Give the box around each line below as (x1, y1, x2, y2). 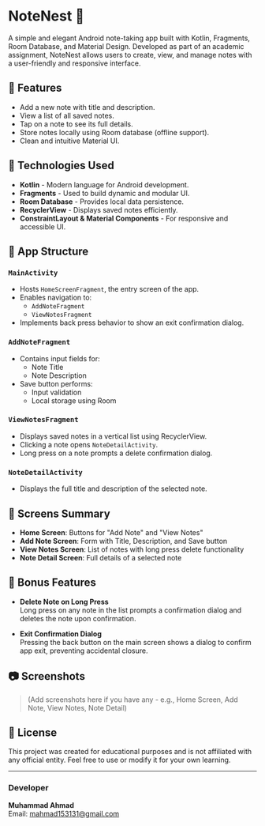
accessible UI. (19, 221, 66, 232)
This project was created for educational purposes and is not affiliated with (8, 747, 252, 756)
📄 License (8, 726, 58, 739)
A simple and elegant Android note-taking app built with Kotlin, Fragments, (8, 33, 251, 43)
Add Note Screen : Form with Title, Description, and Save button (19, 536, 228, 545)
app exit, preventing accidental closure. (19, 646, 148, 655)
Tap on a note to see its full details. (19, 119, 134, 129)
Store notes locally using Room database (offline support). (19, 127, 210, 137)
